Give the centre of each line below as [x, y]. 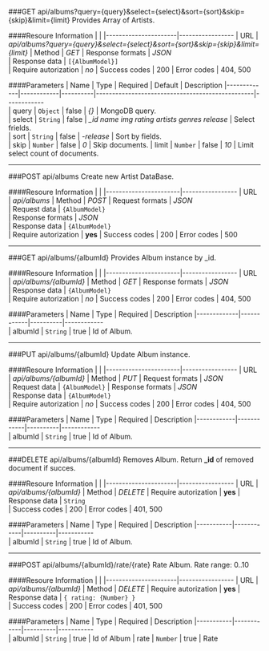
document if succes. [42, 468]
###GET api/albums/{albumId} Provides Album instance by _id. [112, 257]
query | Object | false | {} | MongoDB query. [84, 111]
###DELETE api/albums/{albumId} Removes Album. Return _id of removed [131, 459]
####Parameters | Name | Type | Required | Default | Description [115, 85]
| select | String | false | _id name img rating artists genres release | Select [132, 119]
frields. [20, 128]
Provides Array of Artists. [113, 20]
